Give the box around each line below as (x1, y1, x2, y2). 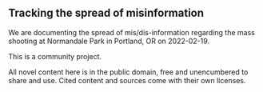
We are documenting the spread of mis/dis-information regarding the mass (8, 27, 256, 37)
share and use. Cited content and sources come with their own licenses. (8, 75, 246, 85)
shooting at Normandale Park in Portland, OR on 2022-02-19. (8, 36, 210, 46)
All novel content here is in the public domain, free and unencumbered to (8, 67, 249, 77)
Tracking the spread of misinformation (8, 6, 205, 20)
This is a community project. (8, 51, 102, 61)
